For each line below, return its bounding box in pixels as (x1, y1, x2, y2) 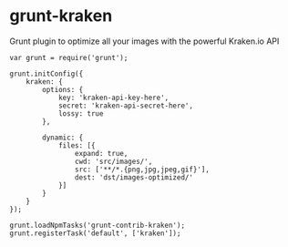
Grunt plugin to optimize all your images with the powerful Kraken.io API (9, 36, 280, 46)
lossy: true (57, 108, 104, 118)
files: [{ (57, 140, 96, 150)
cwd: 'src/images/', (74, 157, 153, 166)
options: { (42, 85, 84, 94)
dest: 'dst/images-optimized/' (74, 172, 194, 182)
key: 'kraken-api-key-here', (57, 93, 170, 102)
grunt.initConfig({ (9, 69, 84, 78)
